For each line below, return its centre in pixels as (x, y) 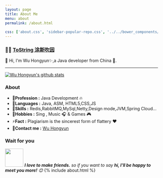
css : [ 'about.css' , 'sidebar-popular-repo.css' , (55, 32)
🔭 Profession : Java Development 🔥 (47, 98)
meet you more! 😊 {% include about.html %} (50, 170)
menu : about (17, 18)
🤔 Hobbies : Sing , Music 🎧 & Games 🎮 (52, 114)
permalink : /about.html (29, 23)
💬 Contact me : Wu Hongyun (40, 128)
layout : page (18, 9)
